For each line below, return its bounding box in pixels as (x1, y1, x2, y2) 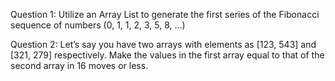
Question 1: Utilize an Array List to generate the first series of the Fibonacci (10, 9, 320, 20)
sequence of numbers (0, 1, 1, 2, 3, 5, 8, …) (10, 19, 186, 31)
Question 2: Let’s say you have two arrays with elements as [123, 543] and (10, 39, 317, 50)
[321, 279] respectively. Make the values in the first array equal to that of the (10, 49, 325, 61)
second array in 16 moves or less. (10, 60, 149, 71)
